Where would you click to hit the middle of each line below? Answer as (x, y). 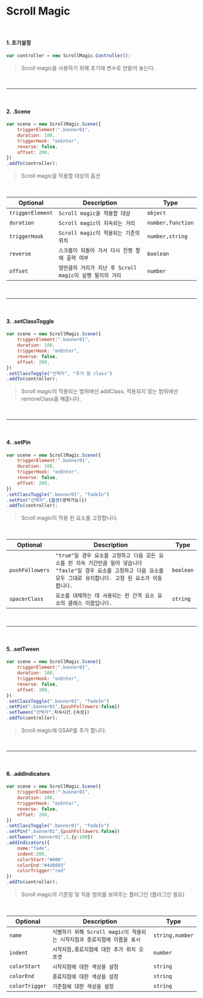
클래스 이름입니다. (90, 603)
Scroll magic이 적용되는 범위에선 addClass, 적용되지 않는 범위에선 (99, 391)
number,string (167, 236)
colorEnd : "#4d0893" (42, 865)
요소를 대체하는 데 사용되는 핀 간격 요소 (105, 596)
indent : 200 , (32, 854)
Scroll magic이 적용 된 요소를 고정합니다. (69, 518)
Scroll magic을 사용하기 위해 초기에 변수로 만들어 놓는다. (88, 68)
